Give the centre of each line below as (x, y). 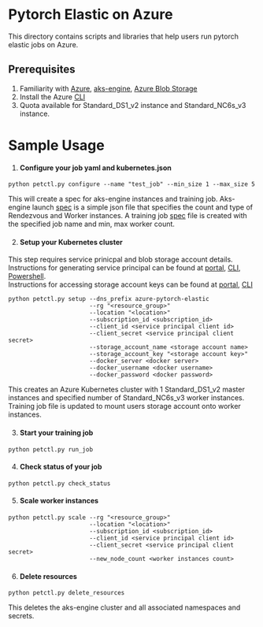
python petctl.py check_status (59, 483)
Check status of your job (61, 467)
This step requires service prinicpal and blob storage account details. (121, 260)
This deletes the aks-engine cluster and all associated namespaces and (124, 607)
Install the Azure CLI (52, 97)
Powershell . (27, 276)
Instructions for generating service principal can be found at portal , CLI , (125, 268)
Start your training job (56, 432)
